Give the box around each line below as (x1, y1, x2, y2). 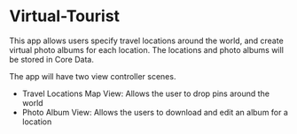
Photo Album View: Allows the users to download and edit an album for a (21, 107, 288, 117)
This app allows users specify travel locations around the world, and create (9, 35, 284, 46)
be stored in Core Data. (9, 54, 95, 64)
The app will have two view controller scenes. (9, 71, 176, 81)
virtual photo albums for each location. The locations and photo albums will (9, 44, 284, 55)
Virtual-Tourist (9, 6, 121, 26)
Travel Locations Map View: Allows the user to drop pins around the (21, 88, 270, 99)
